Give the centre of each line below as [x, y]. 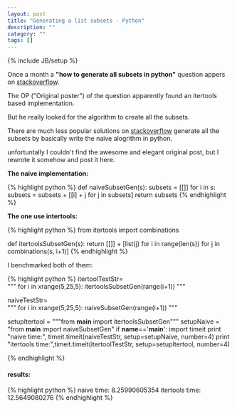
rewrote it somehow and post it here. [61, 160]
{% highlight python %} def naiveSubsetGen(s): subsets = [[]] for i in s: [111, 187]
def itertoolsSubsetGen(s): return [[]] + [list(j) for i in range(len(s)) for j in [114, 244]
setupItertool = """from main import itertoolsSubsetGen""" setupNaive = [114, 322]
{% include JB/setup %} [43, 60]
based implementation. [41, 103]
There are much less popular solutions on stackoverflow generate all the [114, 131]
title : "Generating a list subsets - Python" [76, 21]
